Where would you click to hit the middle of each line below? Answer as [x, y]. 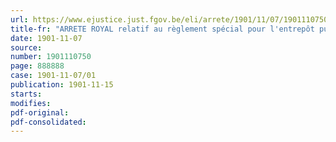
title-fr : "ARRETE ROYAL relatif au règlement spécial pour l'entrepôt [162, 29]
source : [26, 47]
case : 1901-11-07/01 [53, 76]
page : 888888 [37, 66]
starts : [26, 94]
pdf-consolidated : [48, 122]
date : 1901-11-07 [46, 38]
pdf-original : [40, 112]
